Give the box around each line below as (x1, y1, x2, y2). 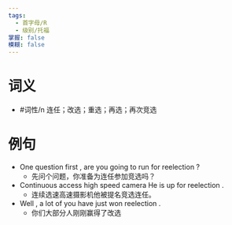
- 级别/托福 (15, 26, 50, 34)
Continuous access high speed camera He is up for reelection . (19, 181, 224, 189)
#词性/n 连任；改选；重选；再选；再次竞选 (19, 105, 157, 114)
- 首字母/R (15, 19, 47, 27)
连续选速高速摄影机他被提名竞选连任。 (31, 190, 156, 199)
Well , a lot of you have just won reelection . (19, 199, 161, 208)
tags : (8, 11, 26, 20)
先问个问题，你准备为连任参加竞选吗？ (31, 171, 156, 181)
